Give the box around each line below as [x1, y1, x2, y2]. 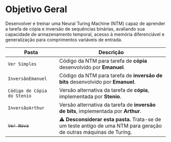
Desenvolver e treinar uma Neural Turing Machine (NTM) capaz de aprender [5, 20, 165, 26]
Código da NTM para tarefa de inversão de [59, 72, 163, 79]
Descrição [98, 48, 124, 55]
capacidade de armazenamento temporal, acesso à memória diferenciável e [5, 31, 165, 37]
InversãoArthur [8, 105, 45, 110]
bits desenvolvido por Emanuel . [59, 78, 136, 85]
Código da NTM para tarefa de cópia [59, 57, 148, 64]
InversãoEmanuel [8, 75, 47, 81]
